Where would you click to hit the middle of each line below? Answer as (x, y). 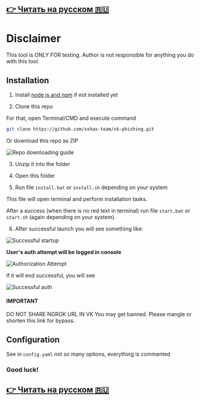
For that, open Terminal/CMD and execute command (71, 118)
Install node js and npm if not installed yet (66, 95)
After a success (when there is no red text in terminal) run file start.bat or (98, 211)
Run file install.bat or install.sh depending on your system (91, 187)
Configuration (33, 339)
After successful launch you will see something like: (79, 229)
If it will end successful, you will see (51, 276)
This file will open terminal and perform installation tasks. (77, 199)
